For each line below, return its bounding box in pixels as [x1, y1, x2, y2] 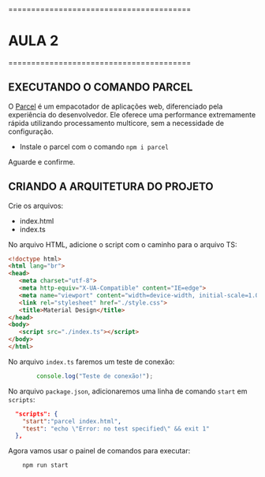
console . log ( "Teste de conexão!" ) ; [36, 372, 154, 380]
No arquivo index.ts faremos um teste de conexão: [8, 357, 175, 366]
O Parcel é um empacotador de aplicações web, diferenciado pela [8, 102, 223, 111]
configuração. [8, 127, 54, 136]
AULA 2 [8, 32, 59, 50]
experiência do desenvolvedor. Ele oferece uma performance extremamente [8, 109, 256, 119]
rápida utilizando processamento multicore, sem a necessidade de [8, 118, 225, 128]
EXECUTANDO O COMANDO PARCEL [8, 80, 193, 94]
